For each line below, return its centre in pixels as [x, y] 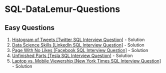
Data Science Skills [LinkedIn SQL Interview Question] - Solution [78, 45]
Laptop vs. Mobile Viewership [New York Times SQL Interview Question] [86, 61]
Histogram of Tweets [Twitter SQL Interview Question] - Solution [78, 39]
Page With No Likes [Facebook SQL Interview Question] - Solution [80, 50]
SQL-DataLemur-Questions [62, 9]
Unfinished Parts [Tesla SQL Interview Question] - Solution [72, 55]
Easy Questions [30, 28]
